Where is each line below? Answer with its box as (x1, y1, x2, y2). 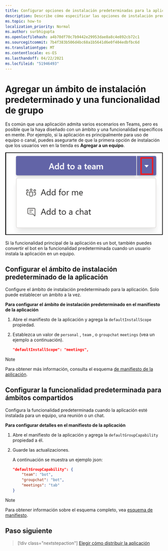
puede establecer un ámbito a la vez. (5, 292, 81, 298)
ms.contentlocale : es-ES (5, 50, 57, 55)
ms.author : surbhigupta (5, 29, 55, 35)
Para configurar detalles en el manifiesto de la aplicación (5, 422, 126, 428)
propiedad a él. (12, 437, 44, 443)
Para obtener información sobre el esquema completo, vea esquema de (5, 507, 153, 513)
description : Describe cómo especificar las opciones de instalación (5, 13, 153, 19)
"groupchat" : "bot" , (21, 477, 64, 483)
